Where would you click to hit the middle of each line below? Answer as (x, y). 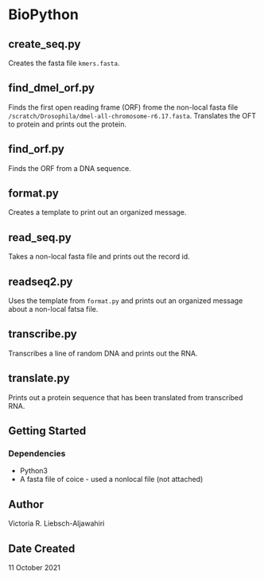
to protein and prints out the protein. (68, 124)
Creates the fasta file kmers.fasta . (64, 63)
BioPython (44, 15)
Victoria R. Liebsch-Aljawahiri (56, 523)
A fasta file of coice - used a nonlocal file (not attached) (111, 480)
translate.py (39, 378)
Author (26, 504)
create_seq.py (45, 44)
